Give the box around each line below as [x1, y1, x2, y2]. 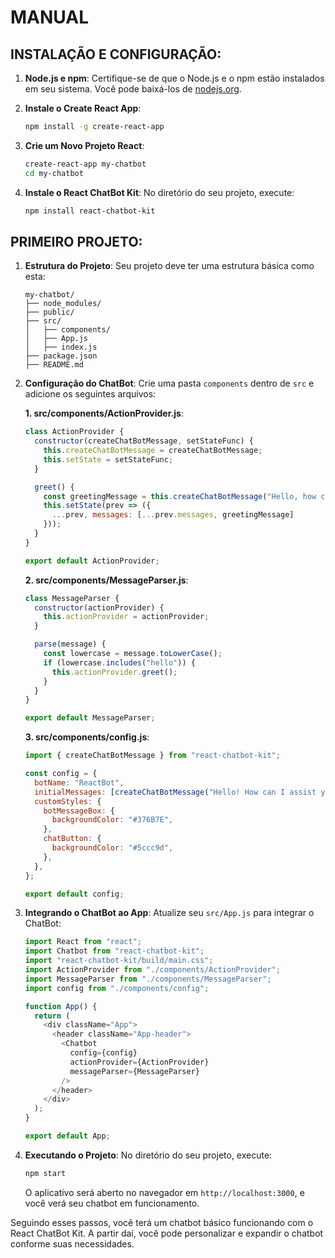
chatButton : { [43, 834, 102, 844]
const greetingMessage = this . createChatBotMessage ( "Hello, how [43, 491, 317, 501]
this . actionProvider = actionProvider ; [43, 612, 210, 622]
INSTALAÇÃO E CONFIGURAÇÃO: [10, 46, 222, 63]
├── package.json [24, 351, 98, 361]
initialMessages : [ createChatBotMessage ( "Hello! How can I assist [34, 787, 317, 797]
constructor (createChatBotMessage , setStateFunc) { [34, 436, 254, 446]
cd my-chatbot [24, 168, 84, 178]
